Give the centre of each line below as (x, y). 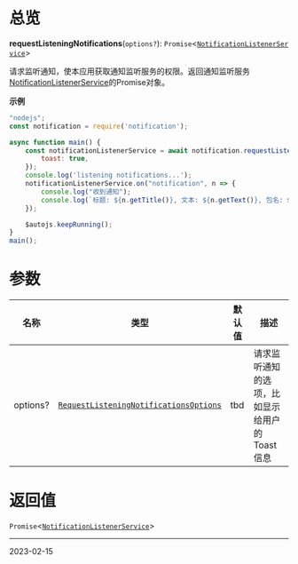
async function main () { (55, 142)
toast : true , (65, 159)
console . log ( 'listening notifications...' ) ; (109, 175)
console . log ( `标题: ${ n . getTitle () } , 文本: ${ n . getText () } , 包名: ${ (168, 200)
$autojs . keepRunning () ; (69, 224)
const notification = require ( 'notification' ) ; (99, 126)
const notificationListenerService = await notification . (134, 151)
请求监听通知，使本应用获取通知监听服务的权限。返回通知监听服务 (129, 71)
